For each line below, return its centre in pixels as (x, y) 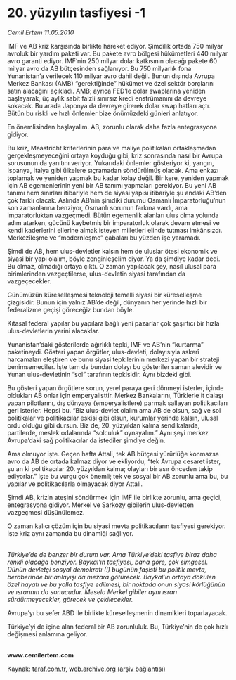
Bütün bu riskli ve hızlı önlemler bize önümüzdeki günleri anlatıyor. (103, 113)
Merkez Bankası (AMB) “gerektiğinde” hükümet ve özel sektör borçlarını (111, 83)
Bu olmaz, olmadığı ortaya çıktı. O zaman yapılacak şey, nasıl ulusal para (112, 266)
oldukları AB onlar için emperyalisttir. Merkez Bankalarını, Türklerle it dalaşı (115, 395)
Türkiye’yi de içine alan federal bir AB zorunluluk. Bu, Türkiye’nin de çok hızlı (118, 627)
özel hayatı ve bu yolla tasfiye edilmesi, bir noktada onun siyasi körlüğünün (116, 584)
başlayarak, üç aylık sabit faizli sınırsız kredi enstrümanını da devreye (107, 98)
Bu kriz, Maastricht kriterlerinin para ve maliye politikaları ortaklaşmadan (112, 148)
